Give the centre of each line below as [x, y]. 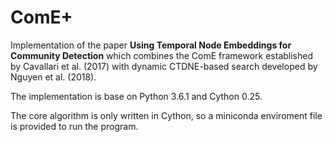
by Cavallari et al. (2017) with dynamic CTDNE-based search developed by [164, 66]
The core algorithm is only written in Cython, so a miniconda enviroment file [166, 115]
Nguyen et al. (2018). [53, 77]
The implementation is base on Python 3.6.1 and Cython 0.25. [136, 96]
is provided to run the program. [74, 126]
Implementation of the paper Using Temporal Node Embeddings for [151, 45]
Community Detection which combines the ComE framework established [162, 55]
